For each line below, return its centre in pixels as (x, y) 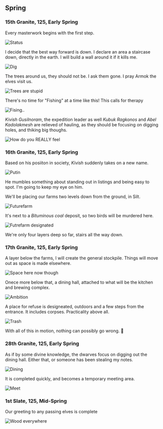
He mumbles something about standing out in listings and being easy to (77, 182)
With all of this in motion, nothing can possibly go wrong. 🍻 (64, 331)
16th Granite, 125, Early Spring (42, 152)
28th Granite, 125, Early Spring (42, 343)
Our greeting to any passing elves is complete (51, 411)
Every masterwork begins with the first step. (50, 33)
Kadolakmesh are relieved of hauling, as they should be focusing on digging (82, 124)
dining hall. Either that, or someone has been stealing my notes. (69, 359)
